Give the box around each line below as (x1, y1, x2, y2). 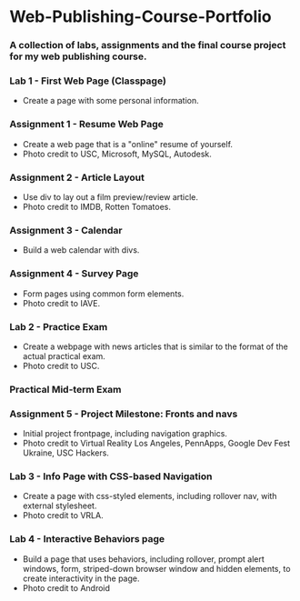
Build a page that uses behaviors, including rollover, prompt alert (22, 553, 265, 565)
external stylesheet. (22, 500, 97, 511)
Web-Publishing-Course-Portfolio (9, 6, 273, 27)
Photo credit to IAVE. (22, 297, 101, 308)
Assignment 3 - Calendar (9, 224, 123, 236)
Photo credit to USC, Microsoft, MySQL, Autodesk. (22, 148, 212, 159)
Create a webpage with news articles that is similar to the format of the (22, 341, 288, 352)
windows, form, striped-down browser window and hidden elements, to (22, 563, 291, 574)
